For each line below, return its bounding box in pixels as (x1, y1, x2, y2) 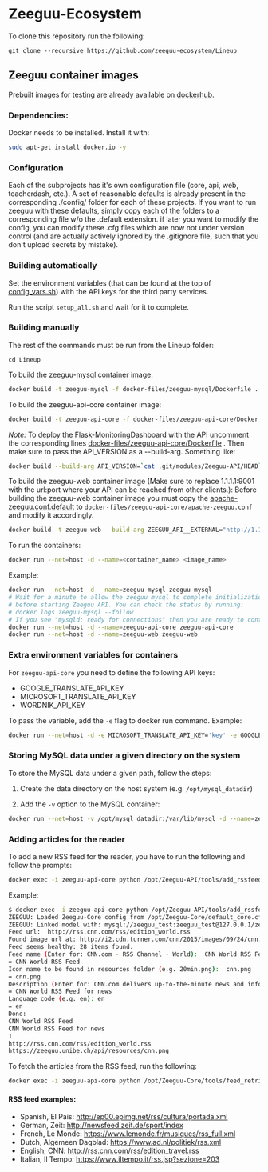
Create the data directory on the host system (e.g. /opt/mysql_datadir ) (19, 783, 254, 793)
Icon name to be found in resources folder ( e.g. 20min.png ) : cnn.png (8, 965, 251, 973)
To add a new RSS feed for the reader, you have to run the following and (8, 851, 246, 861)
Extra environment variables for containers (8, 650, 179, 661)
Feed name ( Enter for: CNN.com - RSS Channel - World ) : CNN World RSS (8, 950, 251, 958)
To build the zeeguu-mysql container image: (8, 370, 153, 379)
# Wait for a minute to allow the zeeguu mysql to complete (8, 594, 213, 602)
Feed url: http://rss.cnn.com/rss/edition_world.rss (8, 928, 191, 936)
